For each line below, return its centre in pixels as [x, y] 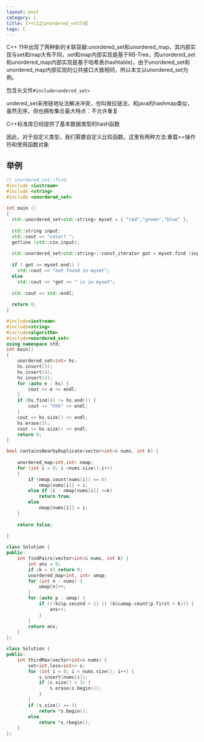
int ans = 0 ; [45, 564]
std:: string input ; [36, 231]
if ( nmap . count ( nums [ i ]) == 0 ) [68, 479]
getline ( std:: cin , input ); [46, 242]
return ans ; [43, 626]
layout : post [23, 12]
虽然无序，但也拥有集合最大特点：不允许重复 [62, 111]
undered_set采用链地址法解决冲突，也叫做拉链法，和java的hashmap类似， [100, 104]
